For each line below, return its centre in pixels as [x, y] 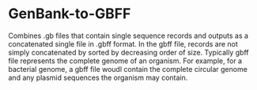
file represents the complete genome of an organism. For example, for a [125, 61]
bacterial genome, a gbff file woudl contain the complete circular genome [128, 69]
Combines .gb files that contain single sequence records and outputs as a [128, 36]
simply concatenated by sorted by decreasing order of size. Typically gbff [128, 52]
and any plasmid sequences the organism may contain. [98, 77]
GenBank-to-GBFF [70, 14]
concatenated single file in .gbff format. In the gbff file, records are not [123, 43]
